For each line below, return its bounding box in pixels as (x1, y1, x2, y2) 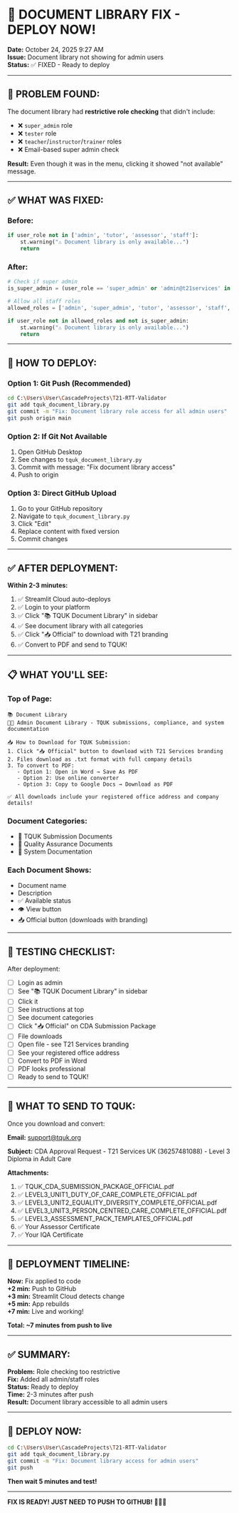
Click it (17, 997, 38, 1006)
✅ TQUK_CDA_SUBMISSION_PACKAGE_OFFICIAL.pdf (17, 1182, 174, 1190)
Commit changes (17, 535, 68, 543)
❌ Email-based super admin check (17, 145, 119, 153)
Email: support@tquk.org (7, 1133, 82, 1141)
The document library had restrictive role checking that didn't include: (7, 107, 216, 116)
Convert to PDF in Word (17, 1056, 87, 1065)
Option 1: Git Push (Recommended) (7, 378, 132, 388)
